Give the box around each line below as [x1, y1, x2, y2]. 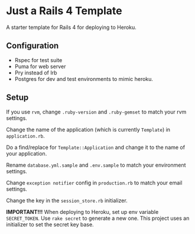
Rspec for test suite [14, 56, 63, 63]
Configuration [6, 41, 59, 51]
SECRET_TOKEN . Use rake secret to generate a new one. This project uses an [6, 214, 190, 222]
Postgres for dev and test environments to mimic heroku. [14, 75, 154, 82]
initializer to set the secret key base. [6, 220, 94, 228]
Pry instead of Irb [14, 69, 57, 76]
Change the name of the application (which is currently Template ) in [6, 126, 170, 133]
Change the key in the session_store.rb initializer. [6, 197, 128, 204]
